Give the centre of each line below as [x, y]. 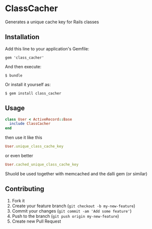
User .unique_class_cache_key [34, 146]
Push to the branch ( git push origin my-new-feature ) [65, 216]
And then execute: [23, 66]
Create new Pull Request [36, 221]
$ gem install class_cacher [33, 93]
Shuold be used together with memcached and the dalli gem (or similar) [76, 174]
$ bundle [14, 76]
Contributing [25, 189]
